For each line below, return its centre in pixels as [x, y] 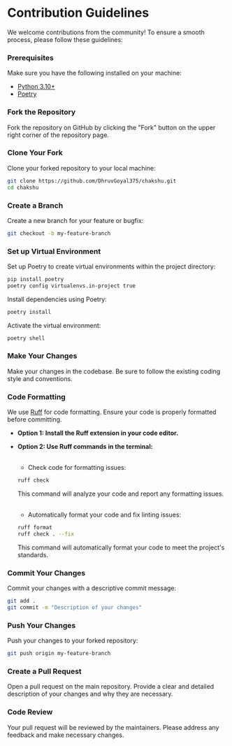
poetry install [29, 312]
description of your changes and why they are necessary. [90, 694]
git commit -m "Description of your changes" [74, 607]
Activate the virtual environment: [54, 325]
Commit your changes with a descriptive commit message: [92, 588]
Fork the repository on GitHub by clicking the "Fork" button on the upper [111, 127]
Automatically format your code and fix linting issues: [104, 515]
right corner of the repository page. [58, 135]
